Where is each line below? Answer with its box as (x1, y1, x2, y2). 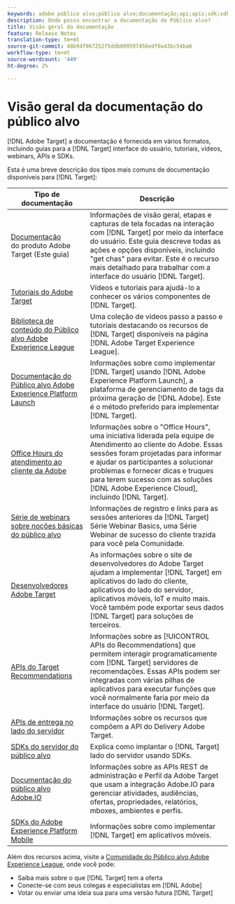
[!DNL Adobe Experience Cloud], (90, 483, 198, 493)
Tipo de (34, 189, 61, 199)
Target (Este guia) (10, 249, 70, 259)
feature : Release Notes (7, 29, 77, 37)
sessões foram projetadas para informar (90, 448, 222, 458)
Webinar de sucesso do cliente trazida (90, 530, 216, 540)
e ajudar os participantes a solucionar (90, 457, 214, 467)
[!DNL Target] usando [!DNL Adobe (90, 367, 206, 376)
